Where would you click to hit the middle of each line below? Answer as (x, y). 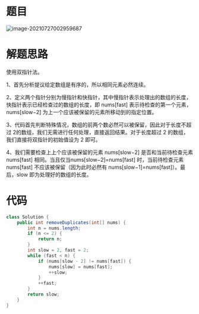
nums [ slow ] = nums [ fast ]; (80, 267)
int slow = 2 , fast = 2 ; (58, 250)
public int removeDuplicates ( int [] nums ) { (72, 222)
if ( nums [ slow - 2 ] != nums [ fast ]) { (85, 261)
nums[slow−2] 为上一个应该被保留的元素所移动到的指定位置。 (82, 112)
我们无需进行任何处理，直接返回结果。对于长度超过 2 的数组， (113, 132)
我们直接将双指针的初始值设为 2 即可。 (53, 139)
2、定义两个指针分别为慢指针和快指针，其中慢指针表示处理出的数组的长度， (99, 97)
